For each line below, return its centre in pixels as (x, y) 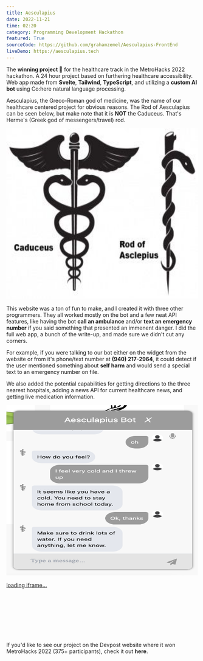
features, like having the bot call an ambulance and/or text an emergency (99, 321)
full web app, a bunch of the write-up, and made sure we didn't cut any (95, 334)
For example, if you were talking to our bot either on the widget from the (97, 352)
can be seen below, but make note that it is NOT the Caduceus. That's (94, 113)
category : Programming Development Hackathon (65, 32)
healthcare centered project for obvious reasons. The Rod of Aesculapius (98, 107)
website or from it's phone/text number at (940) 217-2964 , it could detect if (101, 359)
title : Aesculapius (31, 13)
